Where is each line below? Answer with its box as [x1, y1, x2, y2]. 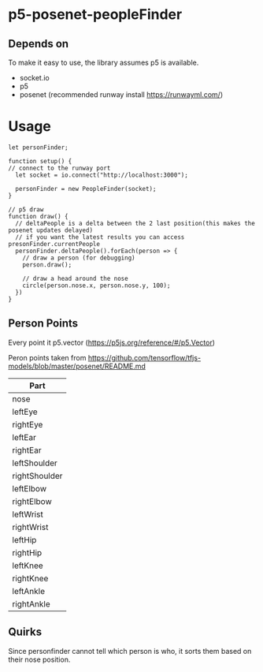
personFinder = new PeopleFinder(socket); [15, 185, 157, 192]
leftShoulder [12, 457, 57, 469]
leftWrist [12, 509, 43, 520]
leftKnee [12, 560, 43, 571]
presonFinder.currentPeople [8, 240, 101, 248]
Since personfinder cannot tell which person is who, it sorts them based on [8, 646, 252, 655]
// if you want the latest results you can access [15, 233, 185, 241]
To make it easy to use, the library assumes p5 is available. [8, 58, 199, 67]
